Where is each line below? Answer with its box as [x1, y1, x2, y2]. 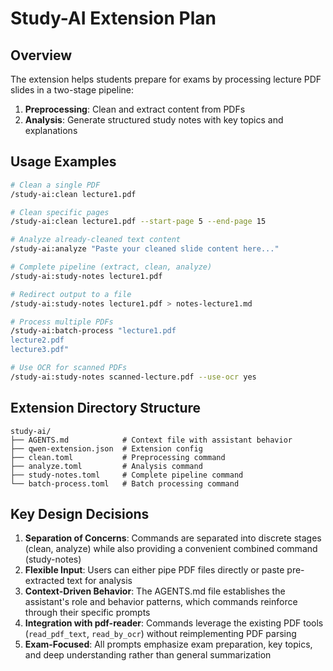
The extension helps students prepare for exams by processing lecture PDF [10, 73, 322, 85]
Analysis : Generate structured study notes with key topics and [24, 114, 284, 126]
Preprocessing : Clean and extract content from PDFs [24, 103, 246, 115]
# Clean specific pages [10, 207, 110, 217]
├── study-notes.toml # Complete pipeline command [10, 470, 244, 480]
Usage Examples [10, 153, 117, 171]
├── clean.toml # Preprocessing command [10, 452, 226, 462]
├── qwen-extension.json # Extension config [10, 443, 203, 454]
